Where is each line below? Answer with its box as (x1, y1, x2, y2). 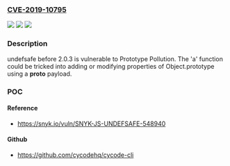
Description (7, 39, 48, 49)
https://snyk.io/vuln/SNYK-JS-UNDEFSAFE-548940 (17, 119, 166, 128)
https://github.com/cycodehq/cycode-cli (17, 151, 134, 159)
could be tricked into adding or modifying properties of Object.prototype (7, 62, 215, 70)
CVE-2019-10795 (7, 5, 67, 15)
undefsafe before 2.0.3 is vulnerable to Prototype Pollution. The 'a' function (7, 54, 224, 63)
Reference (7, 104, 38, 113)
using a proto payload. (7, 69, 72, 78)
